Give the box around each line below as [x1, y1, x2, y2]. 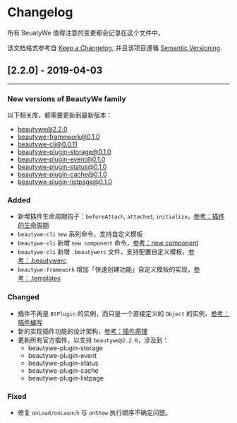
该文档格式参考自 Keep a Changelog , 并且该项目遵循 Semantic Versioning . [7, 43, 222, 52]
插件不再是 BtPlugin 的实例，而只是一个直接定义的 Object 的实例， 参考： [17, 309, 230, 318]
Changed [7, 292, 40, 302]
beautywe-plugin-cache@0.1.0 [17, 170, 107, 179]
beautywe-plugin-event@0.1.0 [17, 155, 106, 163]
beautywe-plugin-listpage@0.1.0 [17, 178, 113, 186]
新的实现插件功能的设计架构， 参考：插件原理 [17, 327, 148, 335]
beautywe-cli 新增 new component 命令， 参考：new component [17, 238, 199, 248]
